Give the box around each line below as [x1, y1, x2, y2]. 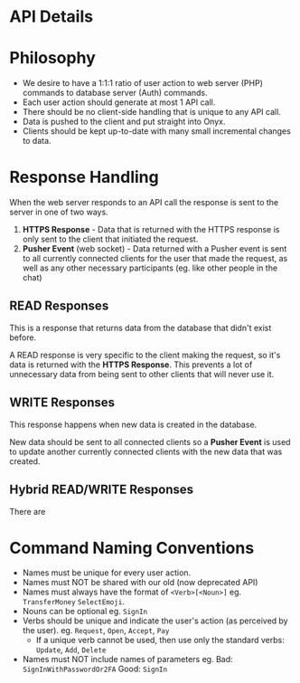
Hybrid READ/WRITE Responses [9, 482, 194, 498]
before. [9, 332, 37, 343]
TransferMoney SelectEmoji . [22, 596, 125, 607]
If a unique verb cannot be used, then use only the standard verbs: [35, 635, 285, 646]
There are [9, 506, 46, 517]
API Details [9, 6, 93, 27]
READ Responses [9, 299, 109, 314]
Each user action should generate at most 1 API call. [22, 97, 216, 108]
